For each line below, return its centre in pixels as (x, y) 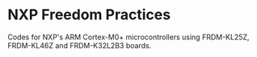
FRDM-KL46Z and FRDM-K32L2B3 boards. (80, 45)
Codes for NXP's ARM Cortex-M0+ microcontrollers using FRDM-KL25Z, (128, 37)
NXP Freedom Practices (89, 15)
